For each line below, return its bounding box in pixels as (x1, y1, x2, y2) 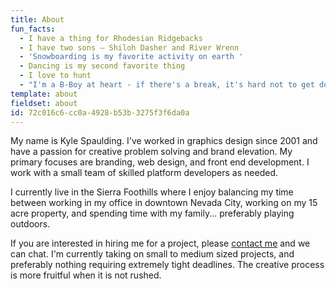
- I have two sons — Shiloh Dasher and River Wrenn (19, 42, 240, 53)
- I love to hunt (19, 71, 92, 81)
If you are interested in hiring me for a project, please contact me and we (10, 237, 311, 250)
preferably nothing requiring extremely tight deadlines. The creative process (10, 259, 325, 271)
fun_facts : (10, 24, 56, 34)
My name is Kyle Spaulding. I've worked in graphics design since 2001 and (10, 135, 318, 147)
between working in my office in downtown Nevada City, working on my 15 (10, 197, 318, 209)
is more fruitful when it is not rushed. (10, 269, 162, 281)
